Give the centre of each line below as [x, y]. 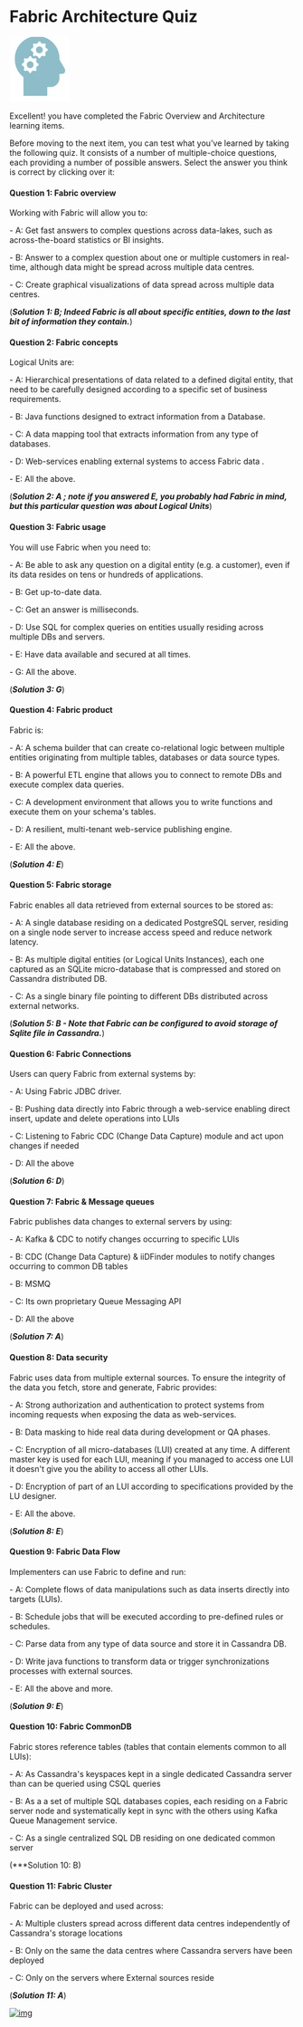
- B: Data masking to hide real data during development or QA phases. [140, 1432]
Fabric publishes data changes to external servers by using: [121, 1222]
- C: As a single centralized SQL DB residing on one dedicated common [142, 1838]
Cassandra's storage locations [66, 1933]
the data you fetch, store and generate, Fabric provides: [113, 1387]
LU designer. [33, 1495]
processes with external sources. [71, 1671]
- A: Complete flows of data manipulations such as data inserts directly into [150, 1589]
